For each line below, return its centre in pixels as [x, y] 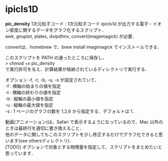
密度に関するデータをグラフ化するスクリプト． [58, 30]
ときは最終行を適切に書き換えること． [45, 128]
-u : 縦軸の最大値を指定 [29, 105]
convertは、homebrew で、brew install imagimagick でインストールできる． [83, 47]
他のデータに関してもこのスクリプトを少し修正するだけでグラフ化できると [82, 134]
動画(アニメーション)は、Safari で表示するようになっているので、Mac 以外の [84, 122]
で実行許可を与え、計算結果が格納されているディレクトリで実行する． [77, 69]
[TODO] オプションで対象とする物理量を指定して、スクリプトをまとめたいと [84, 147]
